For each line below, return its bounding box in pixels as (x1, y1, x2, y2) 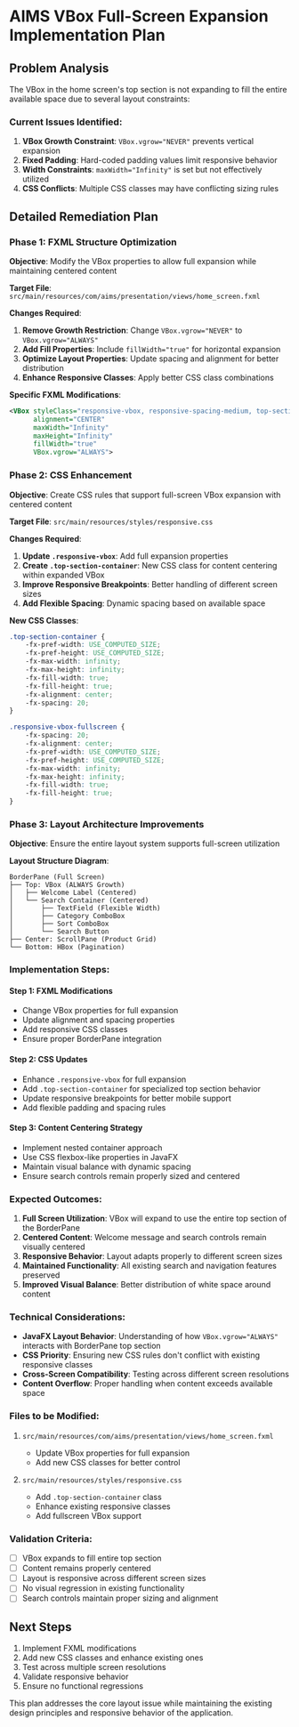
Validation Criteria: (9, 1532, 93, 1545)
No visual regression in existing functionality (21, 1583, 185, 1594)
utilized (21, 174, 50, 184)
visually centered (21, 1241, 86, 1252)
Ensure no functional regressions (21, 1681, 144, 1691)
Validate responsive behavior (21, 1671, 129, 1683)
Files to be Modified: (9, 1410, 100, 1423)
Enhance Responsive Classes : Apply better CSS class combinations (21, 372, 274, 383)
